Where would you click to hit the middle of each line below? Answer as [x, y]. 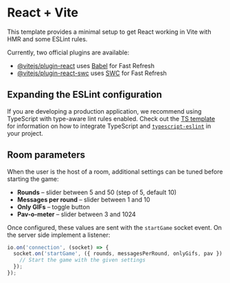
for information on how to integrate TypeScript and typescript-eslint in [109, 126]
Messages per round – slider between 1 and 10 [83, 199]
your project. [25, 133]
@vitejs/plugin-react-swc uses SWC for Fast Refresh [92, 73]
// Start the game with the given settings [83, 260]
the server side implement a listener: [59, 235]
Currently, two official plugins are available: [68, 52]
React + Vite [43, 13]
